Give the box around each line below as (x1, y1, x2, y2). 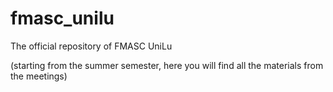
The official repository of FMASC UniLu (10, 40, 173, 52)
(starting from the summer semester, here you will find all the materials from (10, 59, 324, 71)
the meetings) (10, 70, 68, 82)
